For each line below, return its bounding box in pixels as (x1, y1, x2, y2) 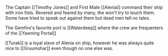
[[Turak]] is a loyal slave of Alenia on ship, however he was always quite (5, 40, 154, 46)
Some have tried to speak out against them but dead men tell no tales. (5, 15, 150, 21)
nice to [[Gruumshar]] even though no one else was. (5, 45, 114, 51)
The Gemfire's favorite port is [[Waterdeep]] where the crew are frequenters (5, 25, 163, 31)
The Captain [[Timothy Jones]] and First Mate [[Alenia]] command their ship (5, 5, 163, 10)
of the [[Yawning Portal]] (5, 30, 56, 36)
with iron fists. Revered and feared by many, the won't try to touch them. (5, 10, 155, 16)
